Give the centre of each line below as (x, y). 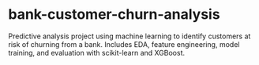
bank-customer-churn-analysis (114, 14)
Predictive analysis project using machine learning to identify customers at (129, 36)
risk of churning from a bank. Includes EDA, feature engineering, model (124, 44)
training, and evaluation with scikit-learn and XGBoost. (97, 52)
